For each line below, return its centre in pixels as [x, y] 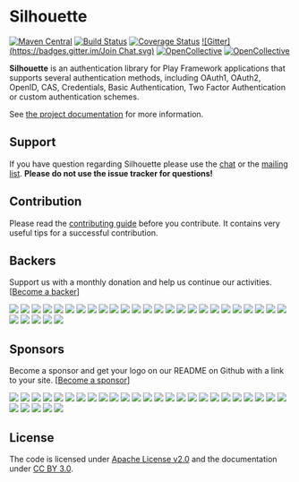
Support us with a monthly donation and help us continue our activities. [141, 282]
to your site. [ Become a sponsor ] [70, 380]
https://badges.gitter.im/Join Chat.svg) [83, 50]
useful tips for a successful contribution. [84, 232]
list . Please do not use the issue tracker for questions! [111, 173]
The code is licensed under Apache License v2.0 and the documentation [143, 459]
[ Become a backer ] [45, 292]
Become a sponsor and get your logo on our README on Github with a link [147, 371]
